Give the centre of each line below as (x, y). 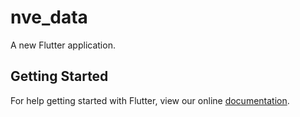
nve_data (49, 17)
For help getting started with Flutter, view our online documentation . (150, 100)
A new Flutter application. (63, 45)
